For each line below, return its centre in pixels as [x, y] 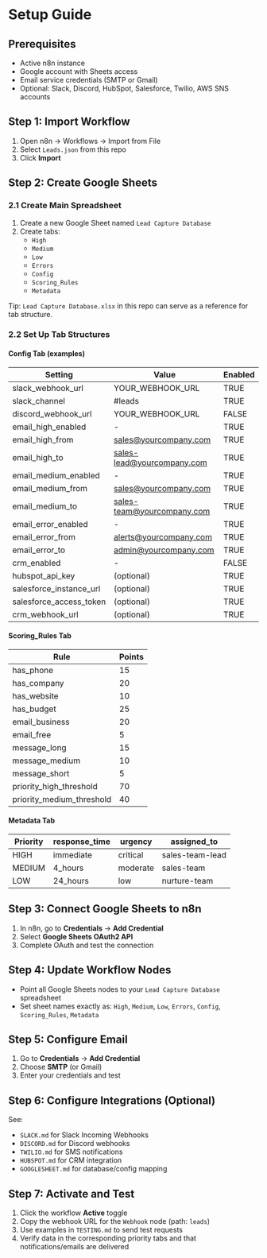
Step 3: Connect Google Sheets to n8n [105, 909]
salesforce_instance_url [56, 588]
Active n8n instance [52, 63]
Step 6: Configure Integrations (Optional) [112, 1100]
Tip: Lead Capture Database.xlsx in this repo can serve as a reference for [128, 306]
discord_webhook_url [52, 413]
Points [132, 656]
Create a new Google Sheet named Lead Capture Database [115, 223]
